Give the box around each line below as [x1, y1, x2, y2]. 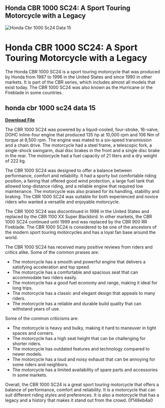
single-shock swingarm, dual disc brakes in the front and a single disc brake [5, 147, 160, 153]
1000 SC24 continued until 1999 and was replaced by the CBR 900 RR [5, 219, 147, 224]
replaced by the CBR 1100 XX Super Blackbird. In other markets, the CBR [5, 214, 152, 220]
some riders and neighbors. [12, 361, 69, 367]
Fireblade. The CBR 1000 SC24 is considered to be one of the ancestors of [5, 224, 157, 230]
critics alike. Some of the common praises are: [5, 249, 99, 255]
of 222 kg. [5, 157, 26, 164]
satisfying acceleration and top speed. [12, 264, 90, 270]
